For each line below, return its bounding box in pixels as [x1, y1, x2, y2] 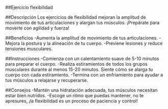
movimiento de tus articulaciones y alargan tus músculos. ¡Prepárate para [5, 20, 160, 25]
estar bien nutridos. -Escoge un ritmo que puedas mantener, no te [5, 93, 144, 98]
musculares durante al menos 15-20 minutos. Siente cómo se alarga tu [5, 66, 153, 72]
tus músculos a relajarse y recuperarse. [5, 77, 88, 83]
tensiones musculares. [5, 46, 52, 51]
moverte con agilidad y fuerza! [5, 25, 70, 31]
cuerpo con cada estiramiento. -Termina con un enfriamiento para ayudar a [5, 72, 163, 78]
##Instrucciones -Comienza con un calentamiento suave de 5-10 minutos [5, 56, 159, 62]
